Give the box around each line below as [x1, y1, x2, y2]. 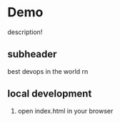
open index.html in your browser [17, 106, 114, 115]
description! [7, 28, 43, 36]
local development [7, 88, 92, 100]
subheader [7, 48, 57, 60]
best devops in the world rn [7, 67, 89, 75]
